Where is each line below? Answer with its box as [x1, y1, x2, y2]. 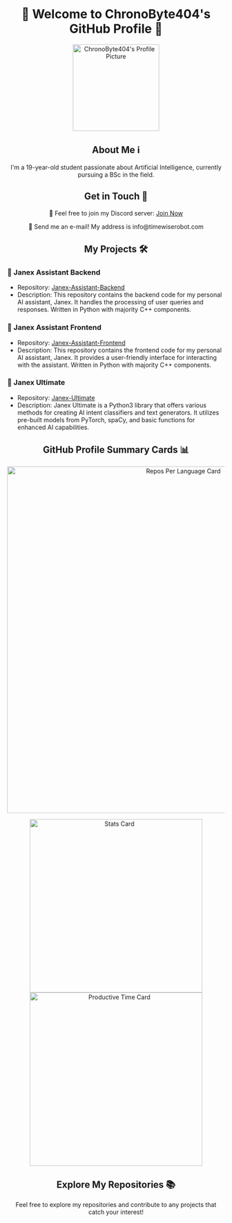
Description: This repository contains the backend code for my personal [17, 290, 222, 299]
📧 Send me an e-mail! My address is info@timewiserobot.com [28, 222, 204, 231]
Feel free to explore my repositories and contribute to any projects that [15, 1201, 217, 1209]
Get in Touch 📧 [84, 191, 148, 202]
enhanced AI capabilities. [17, 423, 90, 431]
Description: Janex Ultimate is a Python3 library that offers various [17, 401, 207, 409]
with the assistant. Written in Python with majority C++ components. [17, 361, 212, 369]
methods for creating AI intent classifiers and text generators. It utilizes [17, 408, 220, 417]
